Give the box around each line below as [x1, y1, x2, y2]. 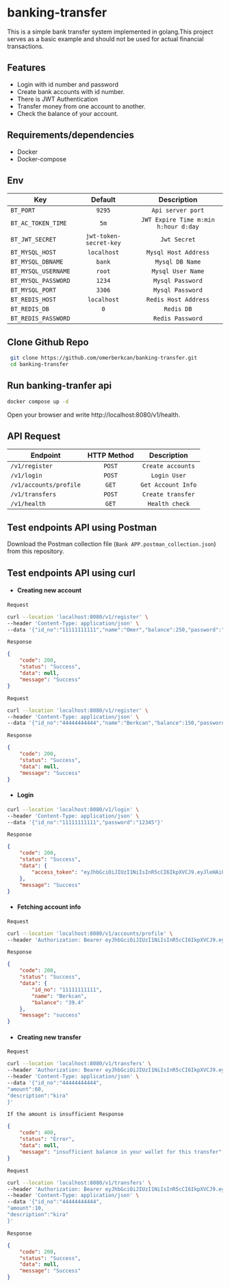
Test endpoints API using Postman [7, 522, 157, 533]
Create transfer [142, 491, 195, 498]
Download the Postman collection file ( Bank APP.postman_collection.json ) [7, 540, 217, 548]
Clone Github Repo [7, 336, 89, 348]
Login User [151, 472, 187, 480]
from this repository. [7, 547, 64, 555]
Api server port [151, 207, 205, 214]
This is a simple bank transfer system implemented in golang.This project [7, 27, 214, 36]
